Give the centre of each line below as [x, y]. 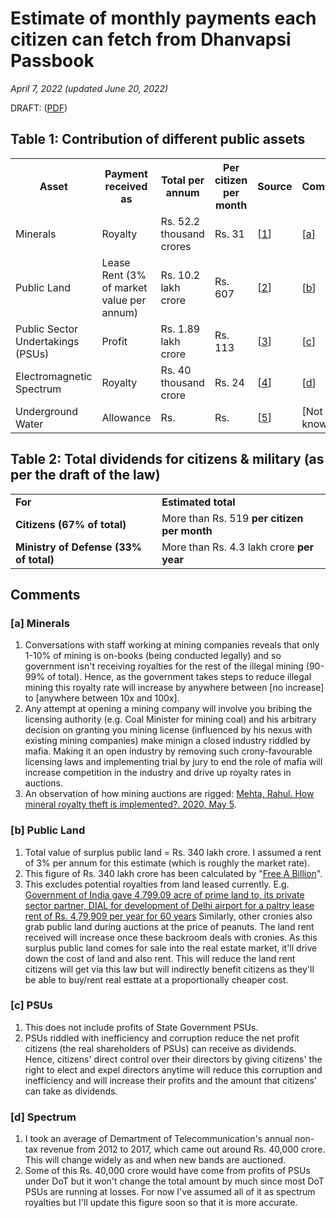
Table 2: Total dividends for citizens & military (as [167, 459]
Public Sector [47, 329]
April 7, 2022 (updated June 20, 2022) [89, 88]
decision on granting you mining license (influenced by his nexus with [168, 730]
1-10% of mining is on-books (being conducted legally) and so [153, 656]
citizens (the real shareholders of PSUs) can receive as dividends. [160, 1048]
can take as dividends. [71, 1091]
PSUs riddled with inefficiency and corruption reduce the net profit [162, 1038]
